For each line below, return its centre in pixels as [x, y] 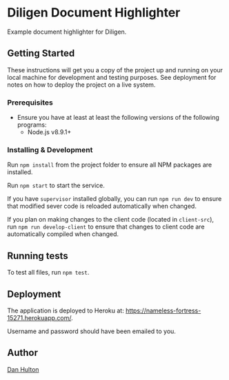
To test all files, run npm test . [48, 273]
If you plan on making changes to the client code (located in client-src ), [111, 220]
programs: [32, 125]
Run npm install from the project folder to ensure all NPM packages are [110, 165]
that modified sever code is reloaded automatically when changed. [102, 206]
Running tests [38, 256]
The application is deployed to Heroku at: [66, 310]
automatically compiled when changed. [63, 234]
